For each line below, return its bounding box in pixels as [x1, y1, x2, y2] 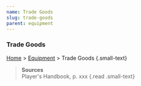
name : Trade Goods [6, 9, 53, 15]
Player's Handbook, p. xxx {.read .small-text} [21, 73, 135, 80]
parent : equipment [6, 20, 53, 26]
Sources [21, 66, 44, 73]
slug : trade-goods [6, 15, 53, 21]
